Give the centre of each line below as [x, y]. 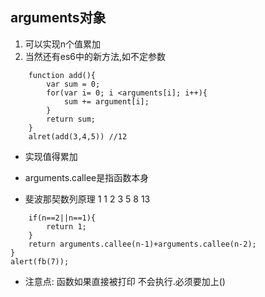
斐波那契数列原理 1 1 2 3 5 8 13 [87, 199]
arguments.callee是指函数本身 [87, 177]
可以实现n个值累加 [63, 44]
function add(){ [62, 75]
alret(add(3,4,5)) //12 [78, 136]
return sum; [71, 119]
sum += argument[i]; [106, 101]
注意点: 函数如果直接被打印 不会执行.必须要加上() [125, 281]
